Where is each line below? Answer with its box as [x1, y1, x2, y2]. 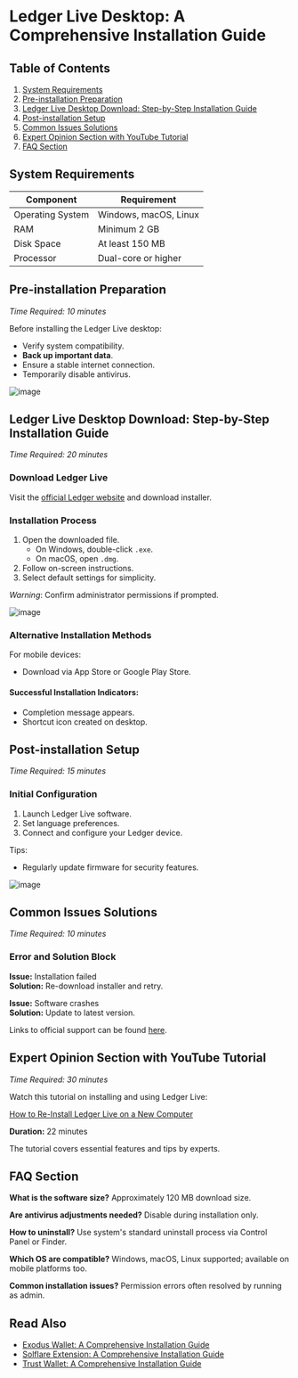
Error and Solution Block [9, 951, 117, 964]
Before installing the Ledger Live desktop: [9, 323, 162, 333]
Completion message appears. [21, 707, 135, 718]
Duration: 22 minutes [9, 1126, 88, 1136]
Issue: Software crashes [9, 997, 100, 1008]
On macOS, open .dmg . [35, 554, 119, 564]
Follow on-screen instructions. [21, 563, 134, 574]
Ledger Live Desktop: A [9, 6, 186, 27]
